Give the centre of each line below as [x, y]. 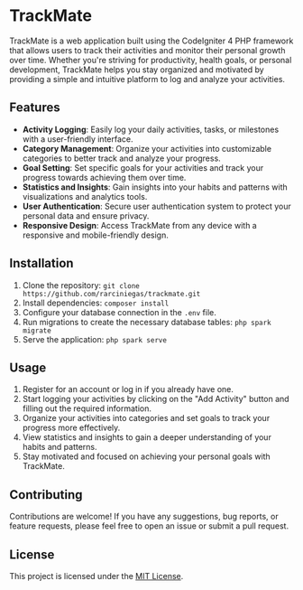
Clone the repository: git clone [81, 285]
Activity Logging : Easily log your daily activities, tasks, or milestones [151, 129]
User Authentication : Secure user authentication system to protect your [156, 206]
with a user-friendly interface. [78, 139]
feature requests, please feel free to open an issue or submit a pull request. [149, 526]
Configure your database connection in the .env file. [119, 312]
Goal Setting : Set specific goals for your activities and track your [143, 167]
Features [35, 108]
